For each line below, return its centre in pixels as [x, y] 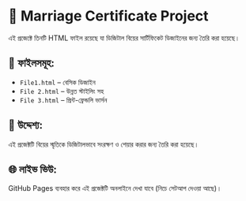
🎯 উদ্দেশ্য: [26, 125]
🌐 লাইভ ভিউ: [33, 169]
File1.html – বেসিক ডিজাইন [58, 82]
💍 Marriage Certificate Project [108, 16]
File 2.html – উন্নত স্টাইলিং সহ [62, 91]
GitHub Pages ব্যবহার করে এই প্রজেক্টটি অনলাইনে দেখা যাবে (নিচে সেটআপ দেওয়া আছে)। [115, 188]
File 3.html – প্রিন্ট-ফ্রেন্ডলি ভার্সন [63, 100]
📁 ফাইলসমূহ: [32, 63]
